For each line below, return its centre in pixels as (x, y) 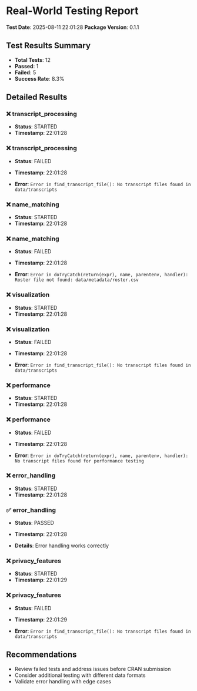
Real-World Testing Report (73, 11)
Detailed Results (37, 97)
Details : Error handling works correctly (62, 545)
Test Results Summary (49, 46)
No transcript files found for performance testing (79, 461)
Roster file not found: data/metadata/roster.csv (77, 280)
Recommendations (41, 655)
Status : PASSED (34, 523)
